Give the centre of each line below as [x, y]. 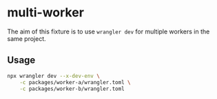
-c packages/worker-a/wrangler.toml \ [75, 82]
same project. [27, 38]
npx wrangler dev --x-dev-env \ [53, 76]
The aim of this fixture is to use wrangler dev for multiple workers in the [108, 31]
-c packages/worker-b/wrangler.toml [72, 89]
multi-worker [46, 13]
